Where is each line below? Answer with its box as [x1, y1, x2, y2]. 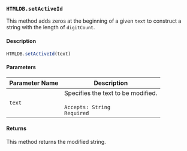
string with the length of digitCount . [6, 24, 95, 31]
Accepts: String [64, 104, 111, 110]
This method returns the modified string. [6, 138, 106, 145]
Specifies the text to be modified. [64, 89, 158, 97]
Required [64, 110, 89, 116]
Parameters [6, 63, 36, 70]
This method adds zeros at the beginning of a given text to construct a [6, 17, 182, 24]
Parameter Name [9, 79, 59, 87]
